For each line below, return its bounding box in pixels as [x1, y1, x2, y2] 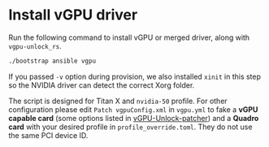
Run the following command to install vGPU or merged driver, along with [8, 32, 250, 42]
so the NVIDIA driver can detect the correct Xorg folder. [8, 80, 195, 90]
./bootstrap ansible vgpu [8, 57, 96, 65]
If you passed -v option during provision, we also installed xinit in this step [8, 71, 262, 81]
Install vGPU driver [8, 6, 138, 24]
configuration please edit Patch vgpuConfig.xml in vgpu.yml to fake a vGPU [8, 104, 258, 115]
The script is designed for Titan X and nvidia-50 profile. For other [8, 96, 228, 106]
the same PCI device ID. [8, 130, 89, 140]
